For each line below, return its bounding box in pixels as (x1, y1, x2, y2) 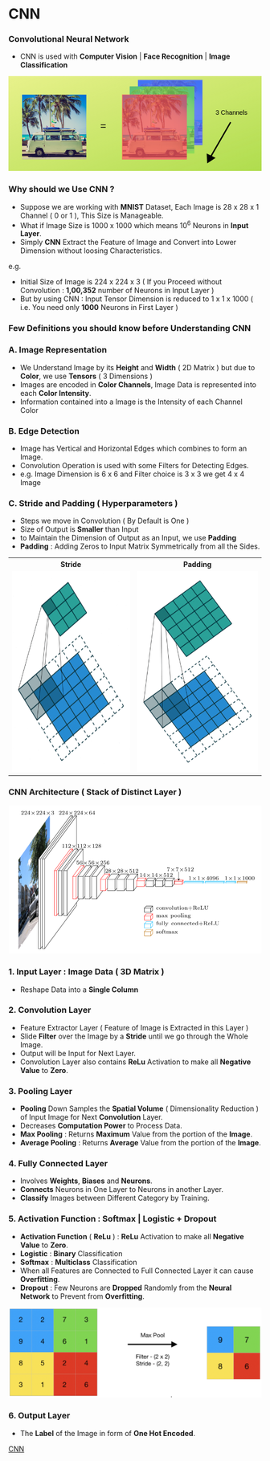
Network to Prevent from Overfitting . (19, 1291, 145, 1301)
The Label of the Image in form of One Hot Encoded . (19, 1428, 195, 1438)
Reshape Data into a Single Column (19, 985, 139, 994)
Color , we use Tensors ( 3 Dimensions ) (19, 371, 153, 381)
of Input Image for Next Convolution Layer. (19, 1112, 163, 1122)
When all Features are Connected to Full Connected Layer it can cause (19, 1266, 254, 1275)
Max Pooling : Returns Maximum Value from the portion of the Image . (19, 1129, 253, 1139)
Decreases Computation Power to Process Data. (19, 1121, 182, 1131)
